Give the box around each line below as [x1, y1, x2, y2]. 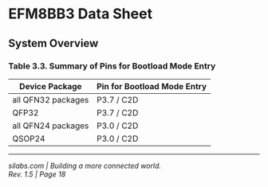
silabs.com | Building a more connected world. [8, 161, 162, 170]
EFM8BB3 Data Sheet [8, 5, 153, 23]
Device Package [19, 80, 82, 92]
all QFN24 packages [12, 120, 89, 131]
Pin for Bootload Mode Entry [97, 80, 207, 92]
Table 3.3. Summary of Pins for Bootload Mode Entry [8, 60, 216, 72]
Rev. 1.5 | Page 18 [8, 169, 66, 179]
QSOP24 [12, 133, 45, 144]
